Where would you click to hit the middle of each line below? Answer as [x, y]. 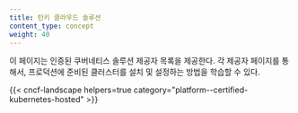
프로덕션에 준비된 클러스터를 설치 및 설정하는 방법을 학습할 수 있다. [144, 72]
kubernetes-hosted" [47, 100]
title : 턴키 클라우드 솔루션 [55, 17]
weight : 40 [30, 34]
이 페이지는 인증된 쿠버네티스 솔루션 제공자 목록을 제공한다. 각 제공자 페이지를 [145, 61]
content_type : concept [52, 26]
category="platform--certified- [191, 90]
